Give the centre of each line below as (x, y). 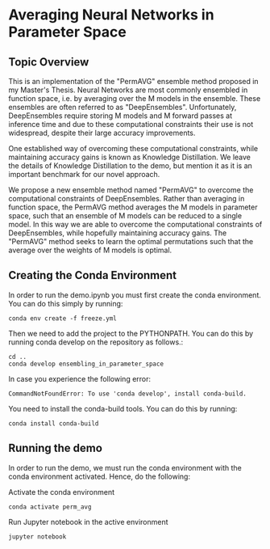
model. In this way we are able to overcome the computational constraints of (135, 224)
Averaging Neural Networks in (112, 15)
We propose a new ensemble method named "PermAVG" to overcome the (131, 190)
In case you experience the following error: (80, 378)
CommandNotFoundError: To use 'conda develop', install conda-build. (128, 394)
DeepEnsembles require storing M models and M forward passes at (120, 116)
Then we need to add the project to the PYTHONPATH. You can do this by (131, 333)
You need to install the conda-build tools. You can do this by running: (123, 408)
